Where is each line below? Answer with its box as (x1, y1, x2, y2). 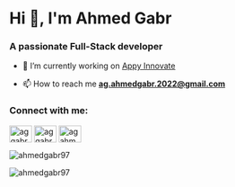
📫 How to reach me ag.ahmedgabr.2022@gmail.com (22, 78, 226, 89)
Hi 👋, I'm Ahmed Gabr (9, 8, 172, 29)
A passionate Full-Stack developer (9, 40, 163, 53)
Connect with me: (9, 104, 89, 117)
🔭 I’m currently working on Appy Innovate (22, 60, 176, 71)
